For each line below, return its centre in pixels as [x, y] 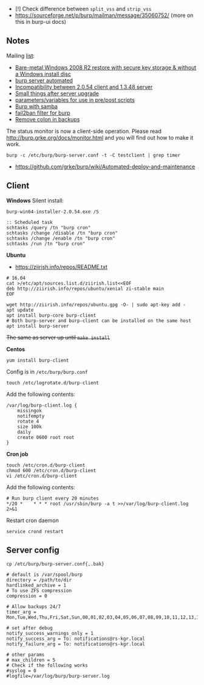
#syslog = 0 [21, 671]
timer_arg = [21, 612]
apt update [20, 310]
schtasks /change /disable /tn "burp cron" [62, 233]
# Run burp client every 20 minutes [53, 498]
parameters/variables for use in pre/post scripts [75, 99]
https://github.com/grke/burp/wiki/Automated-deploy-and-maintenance [105, 167]
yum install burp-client [38, 360]
